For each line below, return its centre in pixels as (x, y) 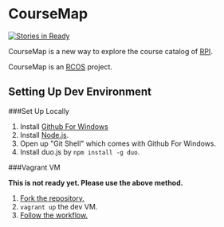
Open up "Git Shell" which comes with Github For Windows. (118, 143)
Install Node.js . (44, 135)
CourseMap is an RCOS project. (61, 67)
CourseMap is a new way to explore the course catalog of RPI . (110, 51)
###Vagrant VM (35, 167)
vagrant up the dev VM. (59, 206)
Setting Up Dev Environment (80, 92)
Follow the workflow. (54, 215)
